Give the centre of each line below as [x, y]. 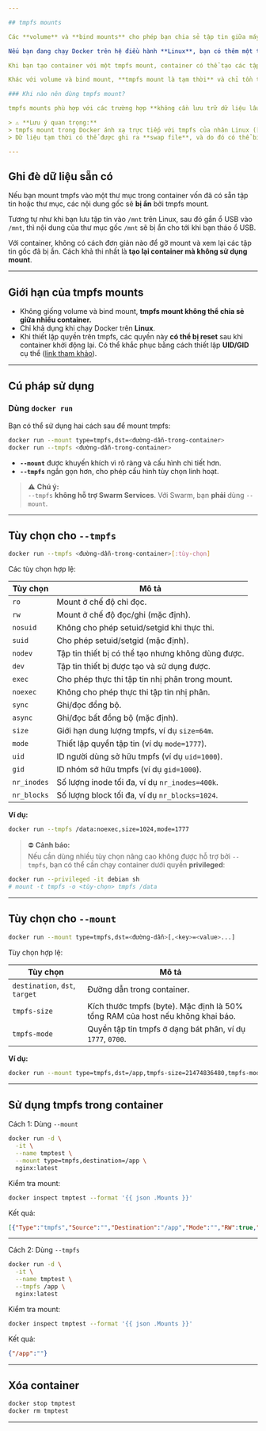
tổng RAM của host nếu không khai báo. [161, 1016]
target [25, 994]
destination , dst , [44, 985]
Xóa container [44, 1385]
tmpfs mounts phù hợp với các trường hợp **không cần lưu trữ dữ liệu [127, 109]
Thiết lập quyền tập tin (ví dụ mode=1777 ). [132, 744]
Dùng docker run [41, 408]
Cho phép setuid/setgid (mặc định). [123, 641]
